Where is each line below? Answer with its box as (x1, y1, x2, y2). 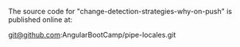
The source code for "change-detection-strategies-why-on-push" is (8, 7, 233, 16)
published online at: (8, 15, 73, 24)
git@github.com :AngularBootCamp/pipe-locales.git (8, 31, 176, 39)
